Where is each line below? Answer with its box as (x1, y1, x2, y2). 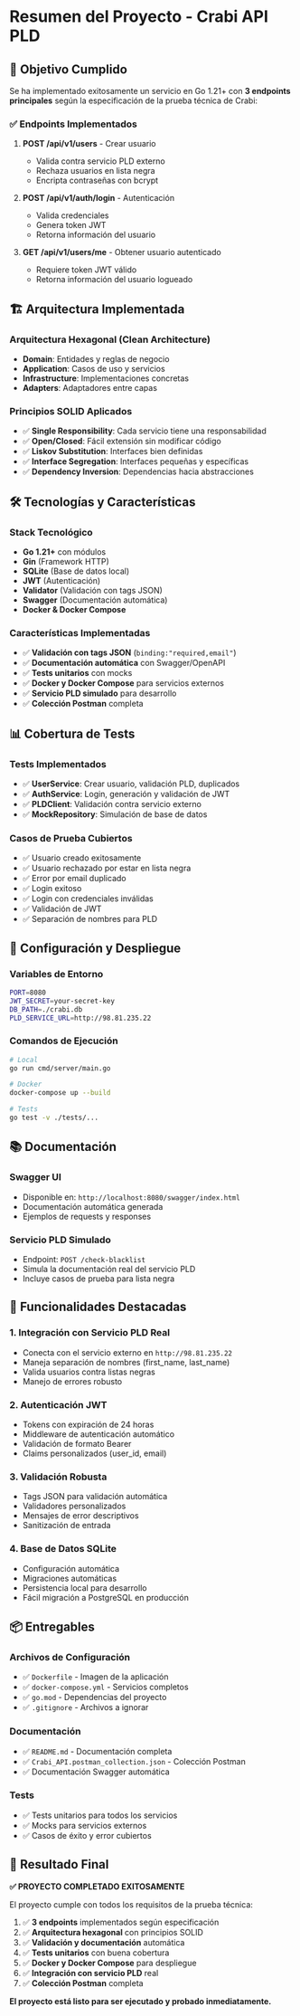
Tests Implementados (9, 757, 107, 770)
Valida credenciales (35, 210, 109, 221)
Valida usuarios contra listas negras (22, 1366, 155, 1377)
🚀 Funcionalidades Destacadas (9, 1299, 187, 1315)
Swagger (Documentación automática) (22, 594, 168, 605)
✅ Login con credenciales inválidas (22, 893, 154, 904)
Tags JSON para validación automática (22, 1491, 168, 1502)
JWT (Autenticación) (22, 575, 101, 585)
